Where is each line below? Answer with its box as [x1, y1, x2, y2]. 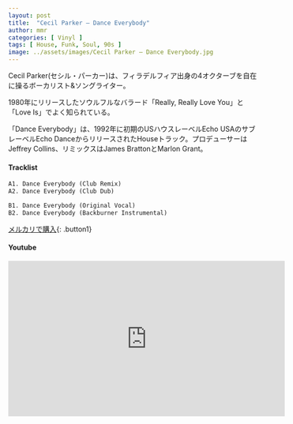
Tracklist [8, 163, 38, 172]
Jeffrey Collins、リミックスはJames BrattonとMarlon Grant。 [8, 144, 208, 153]
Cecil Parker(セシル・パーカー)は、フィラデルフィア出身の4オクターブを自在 [8, 71, 257, 80]
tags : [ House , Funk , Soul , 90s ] [8, 41, 122, 49]
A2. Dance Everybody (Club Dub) [8, 187, 115, 196]
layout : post [8, 11, 51, 20]
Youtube [8, 242, 37, 253]
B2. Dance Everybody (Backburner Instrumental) [8, 208, 168, 217]
